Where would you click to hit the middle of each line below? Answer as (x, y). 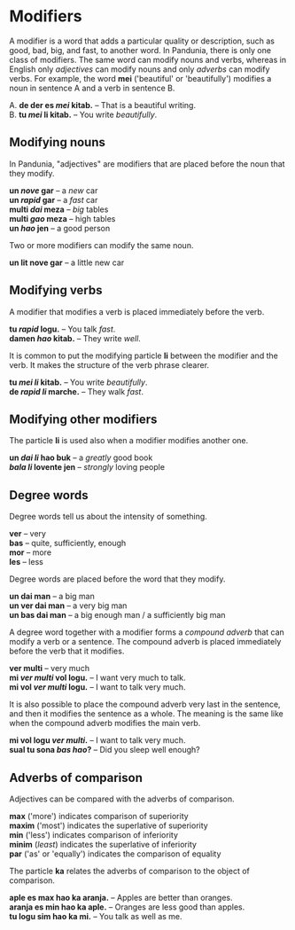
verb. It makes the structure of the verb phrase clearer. (109, 364)
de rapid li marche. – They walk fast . (77, 391)
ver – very (28, 534)
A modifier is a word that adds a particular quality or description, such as (142, 41)
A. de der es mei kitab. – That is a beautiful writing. (103, 105)
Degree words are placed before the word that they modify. (117, 579)
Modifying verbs (56, 290)
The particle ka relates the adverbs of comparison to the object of (129, 871)
